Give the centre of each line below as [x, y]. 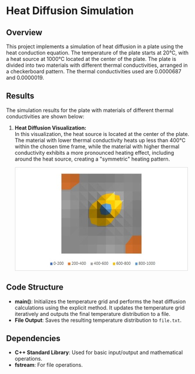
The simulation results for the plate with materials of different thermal [90, 110]
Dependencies [33, 339]
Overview [24, 33]
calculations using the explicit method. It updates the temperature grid [100, 307]
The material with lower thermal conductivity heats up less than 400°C [100, 140]
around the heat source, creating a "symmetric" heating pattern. [92, 159]
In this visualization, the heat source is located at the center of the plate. [102, 134]
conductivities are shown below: [45, 116]
